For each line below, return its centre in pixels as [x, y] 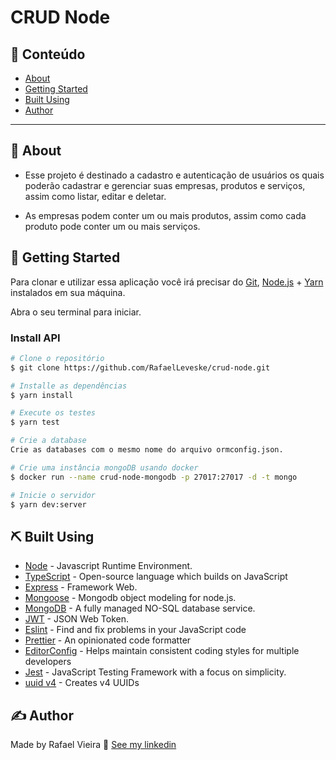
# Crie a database [48, 441]
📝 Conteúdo [48, 54]
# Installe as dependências [69, 386]
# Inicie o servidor [53, 495]
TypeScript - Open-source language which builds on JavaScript [156, 577]
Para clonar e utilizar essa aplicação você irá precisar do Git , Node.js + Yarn [167, 282]
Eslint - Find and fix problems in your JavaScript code [135, 630]
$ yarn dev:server [48, 504]
